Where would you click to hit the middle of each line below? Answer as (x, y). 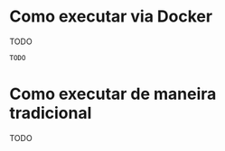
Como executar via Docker (111, 17)
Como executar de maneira (113, 94)
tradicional (51, 113)
